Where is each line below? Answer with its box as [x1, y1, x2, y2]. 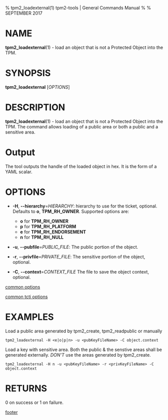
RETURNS [5, 383, 47, 394]
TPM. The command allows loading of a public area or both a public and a [5, 123, 158, 129]
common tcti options [5, 294, 48, 300]
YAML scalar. [5, 169, 33, 175]
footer [5, 409, 18, 415]
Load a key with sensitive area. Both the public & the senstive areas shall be [5, 346, 162, 353]
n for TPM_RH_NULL [20, 234, 64, 240]
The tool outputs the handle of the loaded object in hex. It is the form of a [5, 163, 157, 169]
